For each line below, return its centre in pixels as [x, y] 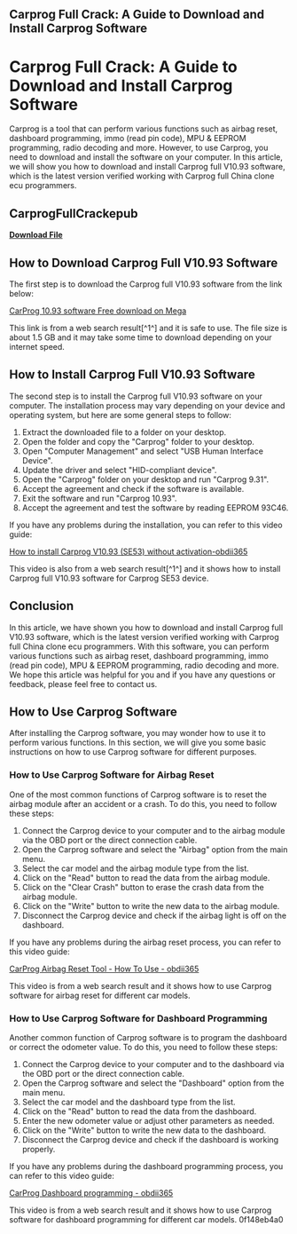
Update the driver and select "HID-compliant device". [119, 470]
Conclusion [42, 606]
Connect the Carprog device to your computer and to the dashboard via [153, 1064]
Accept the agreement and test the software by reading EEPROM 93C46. [155, 507]
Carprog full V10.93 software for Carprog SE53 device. [109, 578]
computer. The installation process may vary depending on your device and [147, 405]
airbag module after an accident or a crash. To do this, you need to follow [143, 803]
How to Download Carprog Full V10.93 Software [144, 262]
